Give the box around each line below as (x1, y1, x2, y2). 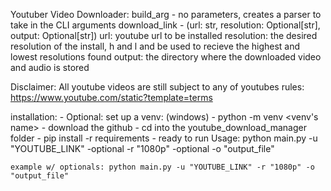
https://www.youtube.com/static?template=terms (10, 92, 213, 103)
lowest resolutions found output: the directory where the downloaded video (10, 51, 322, 63)
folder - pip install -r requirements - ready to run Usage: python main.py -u (10, 132, 318, 144)
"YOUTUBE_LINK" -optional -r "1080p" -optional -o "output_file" (10, 143, 275, 154)
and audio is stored (10, 62, 90, 73)
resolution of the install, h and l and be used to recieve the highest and (10, 40, 301, 52)
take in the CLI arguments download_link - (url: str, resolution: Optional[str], (10, 19, 321, 31)
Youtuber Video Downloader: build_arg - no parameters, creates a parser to (10, 9, 322, 20)
